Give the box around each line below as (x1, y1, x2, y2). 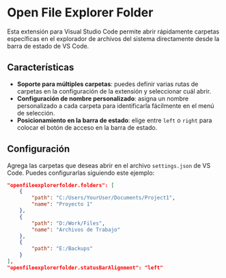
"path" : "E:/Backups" (31, 245, 94, 252)
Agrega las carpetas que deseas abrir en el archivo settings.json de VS (7, 161, 211, 169)
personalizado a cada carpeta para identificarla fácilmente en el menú (16, 101, 214, 110)
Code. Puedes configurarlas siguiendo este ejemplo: (7, 169, 155, 177)
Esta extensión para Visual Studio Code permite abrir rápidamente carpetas (7, 27, 220, 36)
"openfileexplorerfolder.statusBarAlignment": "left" (7, 264, 164, 271)
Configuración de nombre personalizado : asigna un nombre (16, 94, 189, 102)
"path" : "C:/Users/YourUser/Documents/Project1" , (31, 195, 175, 201)
